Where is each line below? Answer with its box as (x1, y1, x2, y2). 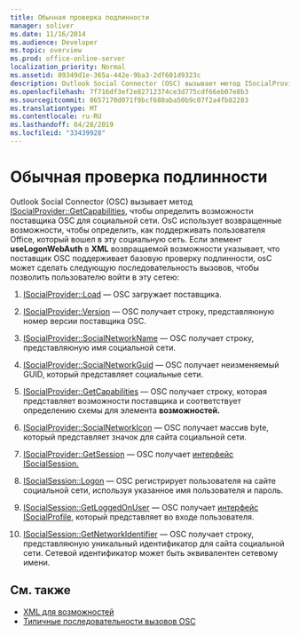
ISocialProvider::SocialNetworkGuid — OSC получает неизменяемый (22, 359, 279, 369)
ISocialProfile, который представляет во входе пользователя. (22, 512, 255, 522)
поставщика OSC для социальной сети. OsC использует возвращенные (10, 215, 282, 226)
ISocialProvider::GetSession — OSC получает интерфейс (22, 448, 234, 459)
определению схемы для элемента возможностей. (22, 405, 221, 416)
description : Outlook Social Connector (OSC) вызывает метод (10, 79, 241, 88)
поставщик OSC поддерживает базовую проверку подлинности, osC (10, 252, 272, 263)
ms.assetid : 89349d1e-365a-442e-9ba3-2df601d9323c (10, 71, 201, 80)
